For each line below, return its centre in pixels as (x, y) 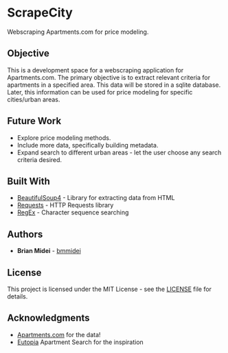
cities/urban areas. (34, 99)
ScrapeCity (40, 13)
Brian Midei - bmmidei (49, 251)
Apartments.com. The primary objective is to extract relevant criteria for (109, 77)
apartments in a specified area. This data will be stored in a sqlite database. (114, 85)
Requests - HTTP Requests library (65, 205)
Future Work (34, 121)
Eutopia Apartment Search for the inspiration (80, 342)
